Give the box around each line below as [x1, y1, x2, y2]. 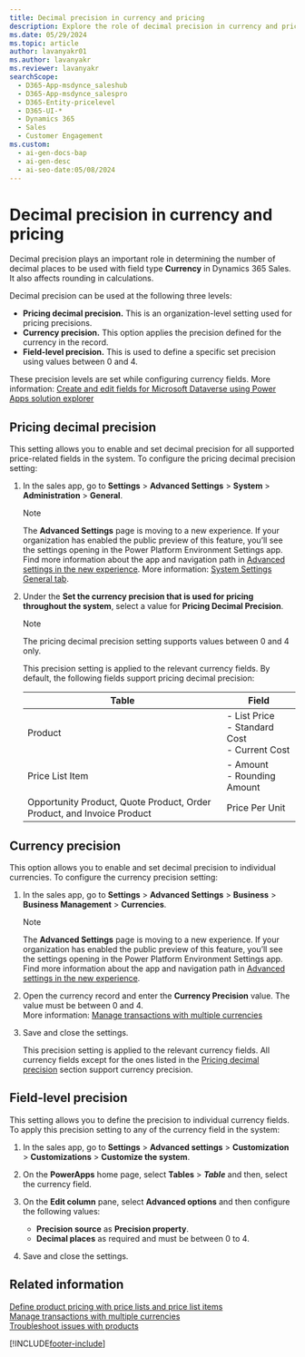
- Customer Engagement [17, 132, 103, 141]
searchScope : [9, 73, 59, 82]
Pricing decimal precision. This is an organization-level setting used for [22, 308, 292, 319]
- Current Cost [226, 743, 290, 756]
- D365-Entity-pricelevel [17, 97, 116, 107]
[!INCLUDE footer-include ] [9, 1338, 106, 1349]
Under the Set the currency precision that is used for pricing [22, 591, 254, 602]
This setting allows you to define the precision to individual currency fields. [9, 1114, 290, 1126]
